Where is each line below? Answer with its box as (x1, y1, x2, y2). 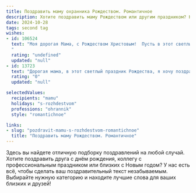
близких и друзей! (6, 180, 51, 187)
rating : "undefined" (11, 52, 61, 58)
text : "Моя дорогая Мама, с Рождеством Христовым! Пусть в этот (11, 42, 174, 47)
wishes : (6, 30, 25, 36)
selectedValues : (6, 90, 45, 96)
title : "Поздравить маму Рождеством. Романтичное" (11, 133, 137, 139)
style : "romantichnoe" (11, 112, 66, 118)
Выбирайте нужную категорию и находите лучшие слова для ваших (6, 174, 176, 181)
